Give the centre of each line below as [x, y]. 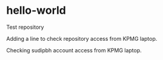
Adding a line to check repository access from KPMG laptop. [82, 38]
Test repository [25, 27]
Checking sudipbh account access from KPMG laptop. [74, 50]
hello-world [36, 10]
